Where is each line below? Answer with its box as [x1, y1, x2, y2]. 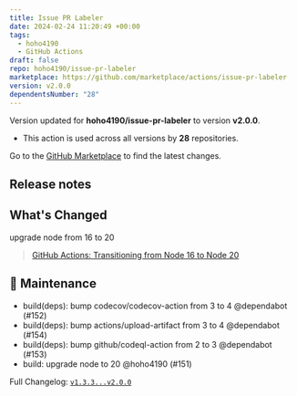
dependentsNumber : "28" [9, 89, 100, 99]
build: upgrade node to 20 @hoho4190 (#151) [22, 358, 193, 370]
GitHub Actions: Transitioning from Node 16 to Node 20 [31, 249, 240, 260]
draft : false [9, 56, 59, 65]
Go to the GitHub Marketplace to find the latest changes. [9, 150, 221, 161]
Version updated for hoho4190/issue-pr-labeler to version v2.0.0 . [9, 115, 261, 126]
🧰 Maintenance [9, 276, 97, 292]
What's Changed [9, 207, 108, 224]
